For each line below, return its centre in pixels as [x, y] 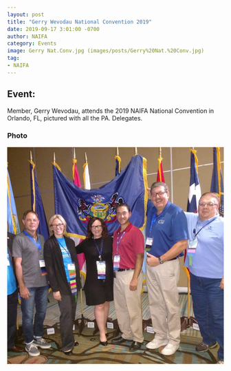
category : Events [32, 44]
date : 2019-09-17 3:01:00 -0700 [53, 29]
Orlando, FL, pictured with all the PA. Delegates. [75, 118]
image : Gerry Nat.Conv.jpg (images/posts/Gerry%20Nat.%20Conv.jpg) [106, 51]
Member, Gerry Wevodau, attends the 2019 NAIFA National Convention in [111, 111]
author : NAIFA [27, 36]
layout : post [26, 14]
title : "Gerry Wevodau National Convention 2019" [80, 22]
